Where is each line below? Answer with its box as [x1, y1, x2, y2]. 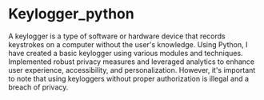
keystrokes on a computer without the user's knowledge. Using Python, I [8, 39, 248, 49]
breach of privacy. [8, 82, 69, 92]
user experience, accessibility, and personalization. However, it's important [8, 65, 256, 74]
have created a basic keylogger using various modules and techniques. [8, 48, 243, 58]
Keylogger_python [8, 5, 134, 23]
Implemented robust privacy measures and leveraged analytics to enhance [8, 57, 255, 66]
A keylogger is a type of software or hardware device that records [8, 31, 226, 41]
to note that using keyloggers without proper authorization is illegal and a [8, 74, 250, 83]
